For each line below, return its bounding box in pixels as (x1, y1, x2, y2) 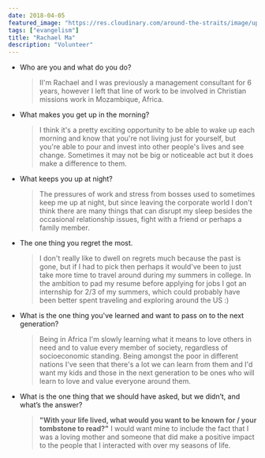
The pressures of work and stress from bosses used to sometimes (39, 190, 256, 199)
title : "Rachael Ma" (8, 33, 77, 42)
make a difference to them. (39, 159, 128, 168)
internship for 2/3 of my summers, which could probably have (39, 287, 241, 297)
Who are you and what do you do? (19, 62, 132, 72)
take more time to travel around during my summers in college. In (39, 270, 252, 280)
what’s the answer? (19, 400, 83, 410)
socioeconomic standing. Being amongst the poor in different (39, 351, 239, 361)
